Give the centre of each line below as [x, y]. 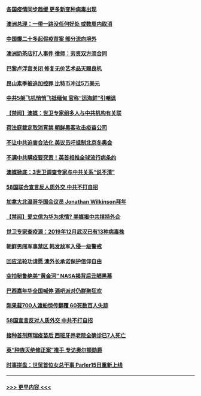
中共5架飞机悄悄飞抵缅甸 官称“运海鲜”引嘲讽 [61, 98]
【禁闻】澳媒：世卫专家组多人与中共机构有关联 [64, 113]
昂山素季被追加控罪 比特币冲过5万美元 [53, 83]
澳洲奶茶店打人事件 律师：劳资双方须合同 [57, 53]
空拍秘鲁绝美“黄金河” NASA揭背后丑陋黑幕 [59, 276]
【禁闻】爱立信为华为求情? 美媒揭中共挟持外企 [63, 216]
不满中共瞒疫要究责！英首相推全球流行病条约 [61, 157]
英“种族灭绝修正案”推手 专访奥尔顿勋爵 [54, 350]
